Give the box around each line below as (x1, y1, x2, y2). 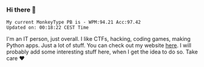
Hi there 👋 (6, 5, 37, 14)
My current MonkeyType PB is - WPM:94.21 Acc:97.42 (6, 19, 141, 26)
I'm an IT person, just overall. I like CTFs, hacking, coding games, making (6, 35, 191, 43)
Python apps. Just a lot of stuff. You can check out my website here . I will (6, 42, 192, 49)
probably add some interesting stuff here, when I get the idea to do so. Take (6, 48, 198, 55)
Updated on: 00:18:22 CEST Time (6, 24, 89, 31)
